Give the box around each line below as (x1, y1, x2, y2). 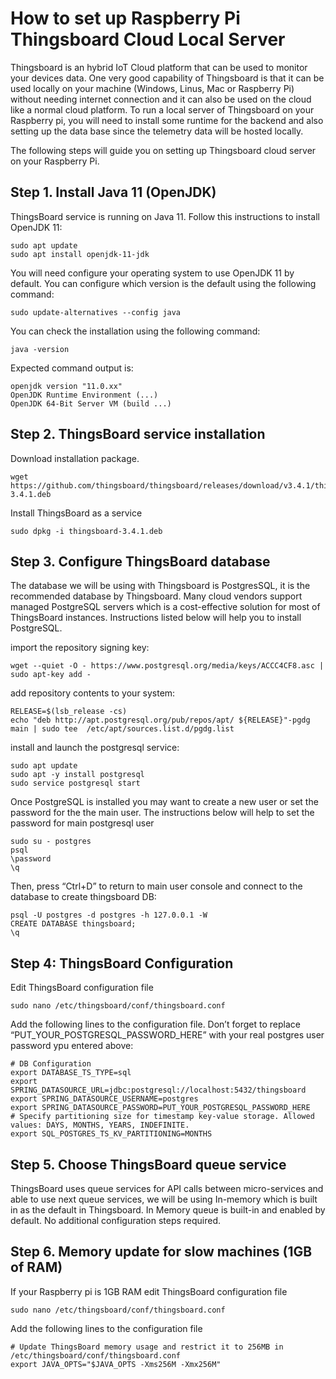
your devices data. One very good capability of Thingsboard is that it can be (10, 72, 325, 84)
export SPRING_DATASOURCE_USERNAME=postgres (10, 1094, 199, 1104)
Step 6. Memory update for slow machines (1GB (10, 1243, 313, 1261)
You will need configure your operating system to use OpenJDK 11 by (10, 267, 295, 279)
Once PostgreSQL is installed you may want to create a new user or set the (10, 796, 319, 808)
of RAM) (10, 1259, 63, 1276)
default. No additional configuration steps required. (10, 1215, 222, 1226)
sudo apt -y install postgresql (10, 770, 145, 780)
